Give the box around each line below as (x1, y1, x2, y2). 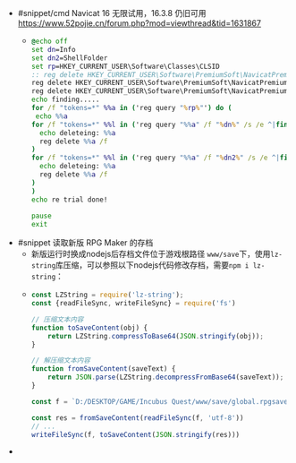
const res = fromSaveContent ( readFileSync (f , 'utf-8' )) (30, 413, 244, 423)
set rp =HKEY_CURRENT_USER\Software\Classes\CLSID (30, 62, 221, 71)
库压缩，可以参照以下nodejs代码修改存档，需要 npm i (55, 260, 249, 270)
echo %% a (35, 111, 69, 121)
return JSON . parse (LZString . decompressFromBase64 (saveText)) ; (47, 373, 284, 382)
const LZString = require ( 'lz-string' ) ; (30, 290, 184, 300)
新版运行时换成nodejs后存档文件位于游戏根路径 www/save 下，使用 (30, 249, 271, 260)
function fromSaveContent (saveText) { (30, 364, 176, 373)
